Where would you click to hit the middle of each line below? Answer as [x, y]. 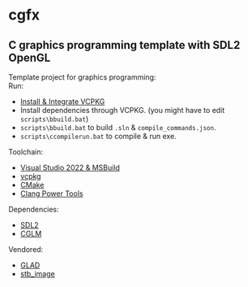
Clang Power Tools [51, 194]
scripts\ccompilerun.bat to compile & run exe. [98, 136]
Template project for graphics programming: [82, 77]
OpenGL [30, 57]
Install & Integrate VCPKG [62, 102]
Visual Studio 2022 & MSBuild [70, 167]
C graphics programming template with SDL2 [124, 45]
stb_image [37, 274]
